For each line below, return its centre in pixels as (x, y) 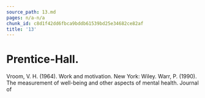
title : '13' (21, 29)
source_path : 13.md (31, 12)
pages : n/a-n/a (26, 18)
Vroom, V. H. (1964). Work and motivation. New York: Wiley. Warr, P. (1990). (102, 77)
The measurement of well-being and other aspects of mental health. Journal (102, 83)
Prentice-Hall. (43, 59)
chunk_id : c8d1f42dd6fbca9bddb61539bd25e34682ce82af (75, 23)
